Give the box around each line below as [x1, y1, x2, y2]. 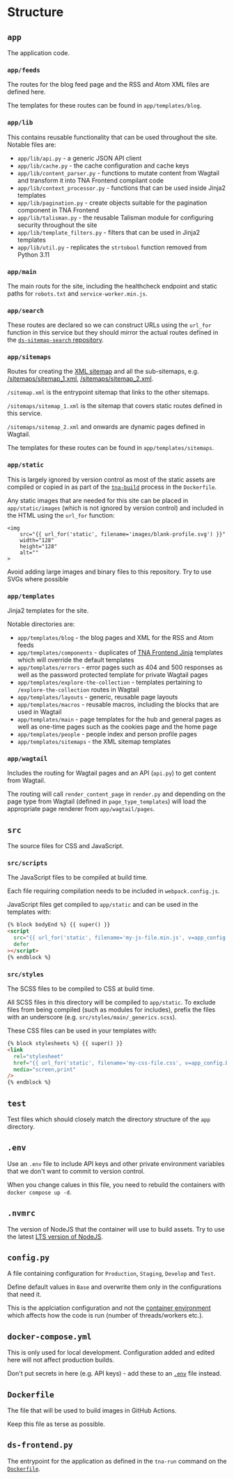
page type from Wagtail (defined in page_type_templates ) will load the [7, 797, 207, 806]
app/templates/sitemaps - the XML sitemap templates [17, 738, 171, 746]
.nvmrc [7, 1208, 36, 1218]
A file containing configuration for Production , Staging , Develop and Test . [7, 1269, 216, 1278]
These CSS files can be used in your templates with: [7, 1026, 157, 1035]
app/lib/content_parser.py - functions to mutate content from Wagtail [17, 168, 219, 177]
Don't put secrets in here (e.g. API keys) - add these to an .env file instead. [7, 1369, 221, 1378]
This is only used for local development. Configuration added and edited [7, 1348, 214, 1357]
